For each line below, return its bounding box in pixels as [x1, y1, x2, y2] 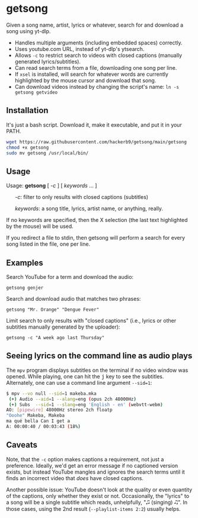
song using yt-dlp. [6, 27, 51, 34]
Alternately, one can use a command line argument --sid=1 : [6, 379, 152, 386]
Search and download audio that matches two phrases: [6, 295, 141, 302]
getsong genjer [6, 285, 44, 291]
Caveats [6, 440, 37, 450]
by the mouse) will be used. [6, 223, 74, 230]
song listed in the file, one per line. [6, 240, 91, 247]
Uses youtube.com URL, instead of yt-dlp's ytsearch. [14, 45, 145, 52]
